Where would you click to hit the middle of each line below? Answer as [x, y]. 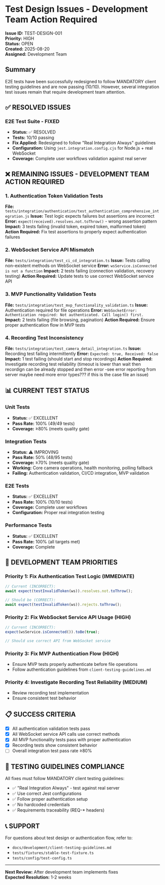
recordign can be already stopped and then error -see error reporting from [81, 369]
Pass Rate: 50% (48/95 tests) [42, 457]
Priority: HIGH [20, 38]
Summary [20, 70]
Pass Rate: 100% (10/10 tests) [42, 502]
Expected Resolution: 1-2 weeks [38, 877]
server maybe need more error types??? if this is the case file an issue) [77, 375]
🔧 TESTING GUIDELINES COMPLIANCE [65, 767]
